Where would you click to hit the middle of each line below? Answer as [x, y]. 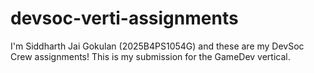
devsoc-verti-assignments [124, 18]
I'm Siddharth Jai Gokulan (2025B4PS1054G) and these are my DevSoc [157, 46]
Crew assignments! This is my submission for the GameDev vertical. [150, 56]
